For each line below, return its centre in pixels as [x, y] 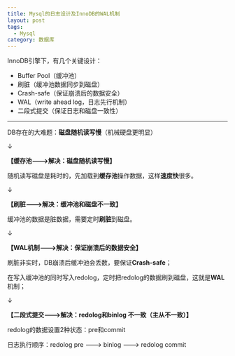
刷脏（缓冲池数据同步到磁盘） [60, 84]
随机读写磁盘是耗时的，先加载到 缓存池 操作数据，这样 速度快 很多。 [102, 176]
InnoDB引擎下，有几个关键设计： [55, 61]
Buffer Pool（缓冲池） [49, 76]
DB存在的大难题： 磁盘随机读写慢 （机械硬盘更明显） [82, 132]
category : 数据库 [31, 40]
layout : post [26, 20]
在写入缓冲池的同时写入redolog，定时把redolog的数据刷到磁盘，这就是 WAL [116, 277]
